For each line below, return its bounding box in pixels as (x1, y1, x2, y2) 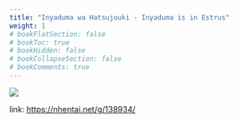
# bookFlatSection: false (9, 29, 106, 38)
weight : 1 (9, 21, 47, 30)
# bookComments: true (9, 63, 90, 72)
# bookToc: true (9, 37, 70, 47)
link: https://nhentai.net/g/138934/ (9, 103, 136, 114)
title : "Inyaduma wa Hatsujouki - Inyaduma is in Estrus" (9, 12, 230, 22)
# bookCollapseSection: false (9, 54, 123, 63)
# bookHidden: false (9, 46, 87, 55)
